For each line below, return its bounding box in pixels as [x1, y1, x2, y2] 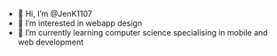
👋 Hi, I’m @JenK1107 [17, 9, 93, 19]
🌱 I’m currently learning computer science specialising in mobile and [17, 28, 268, 37]
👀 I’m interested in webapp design [17, 18, 143, 28]
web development [17, 36, 84, 47]
